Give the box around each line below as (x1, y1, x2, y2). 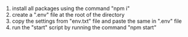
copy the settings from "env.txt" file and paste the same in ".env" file (11, 17, 182, 24)
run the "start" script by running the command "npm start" (11, 23, 157, 31)
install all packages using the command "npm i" (11, 5, 130, 12)
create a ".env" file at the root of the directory (11, 11, 125, 18)
